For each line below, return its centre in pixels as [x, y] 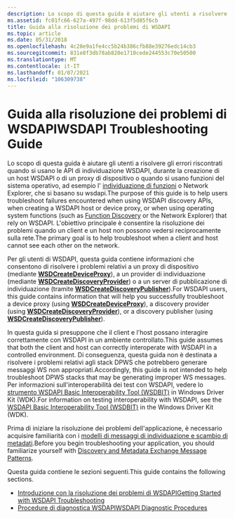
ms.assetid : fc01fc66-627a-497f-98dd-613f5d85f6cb [83, 20]
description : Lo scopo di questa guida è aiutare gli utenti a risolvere [117, 14]
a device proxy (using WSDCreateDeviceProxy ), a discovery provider [108, 304]
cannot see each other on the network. [63, 245]
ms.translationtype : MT [42, 60]
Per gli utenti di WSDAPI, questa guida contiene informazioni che [101, 259]
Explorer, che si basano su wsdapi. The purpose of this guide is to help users [117, 193]
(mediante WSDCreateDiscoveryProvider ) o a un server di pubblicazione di [117, 281]
